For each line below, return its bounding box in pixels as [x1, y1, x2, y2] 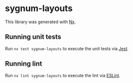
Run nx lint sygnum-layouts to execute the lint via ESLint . [5, 72, 121, 78]
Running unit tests [5, 33, 61, 41]
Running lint [5, 60, 43, 68]
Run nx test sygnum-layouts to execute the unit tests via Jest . [5, 45, 129, 51]
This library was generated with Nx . [5, 19, 76, 25]
